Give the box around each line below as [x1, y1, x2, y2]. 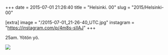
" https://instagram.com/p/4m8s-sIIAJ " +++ [5, 25, 96, 31]
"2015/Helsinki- [131, 5, 164, 10]
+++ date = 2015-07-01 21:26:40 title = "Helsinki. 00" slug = [5, 5, 131, 10]
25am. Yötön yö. [5, 35, 39, 40]
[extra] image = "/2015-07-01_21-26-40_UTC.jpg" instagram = [5, 20, 135, 25]
